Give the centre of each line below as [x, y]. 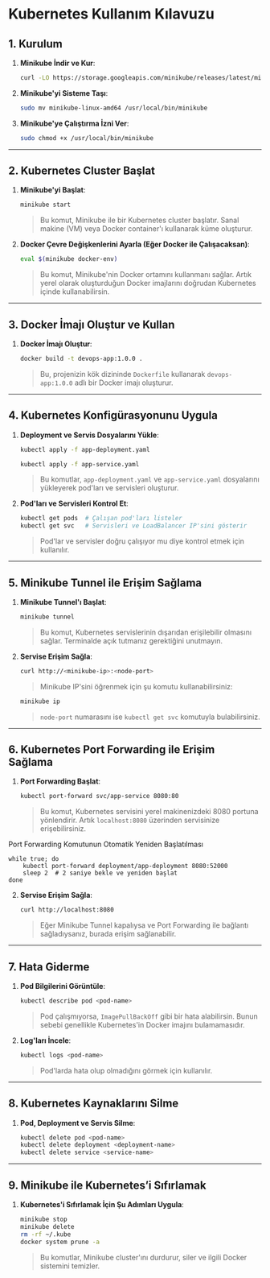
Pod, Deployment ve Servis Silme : [78, 1123]
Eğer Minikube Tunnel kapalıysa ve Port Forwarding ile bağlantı [144, 925]
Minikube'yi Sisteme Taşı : [64, 93]
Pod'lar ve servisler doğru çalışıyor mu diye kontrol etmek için [142, 541]
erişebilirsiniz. [63, 829]
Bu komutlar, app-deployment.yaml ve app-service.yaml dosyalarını [149, 479]
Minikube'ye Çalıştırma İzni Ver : [74, 123]
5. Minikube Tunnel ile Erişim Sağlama [105, 583]
